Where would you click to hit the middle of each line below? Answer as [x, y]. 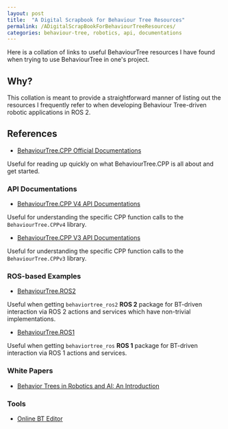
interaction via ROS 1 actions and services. [67, 353]
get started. [23, 171]
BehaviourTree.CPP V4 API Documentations [79, 204]
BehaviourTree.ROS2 [47, 291]
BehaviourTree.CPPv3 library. [47, 258]
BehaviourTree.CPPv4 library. [47, 225]
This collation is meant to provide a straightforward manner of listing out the [114, 98]
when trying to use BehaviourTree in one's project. [78, 60]
